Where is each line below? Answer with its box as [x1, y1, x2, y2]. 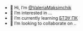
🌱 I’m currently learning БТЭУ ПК [9, 15, 78, 21]
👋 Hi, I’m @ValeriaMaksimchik [9, 5, 71, 10]
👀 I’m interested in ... [9, 10, 52, 16]
